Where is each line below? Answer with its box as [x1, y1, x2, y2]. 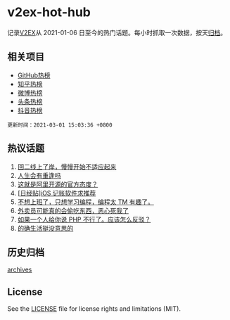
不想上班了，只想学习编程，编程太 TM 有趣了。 [17, 198, 155, 206]
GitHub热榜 [17, 71, 51, 79]
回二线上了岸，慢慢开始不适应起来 [17, 162, 117, 171]
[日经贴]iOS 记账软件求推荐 [17, 188, 96, 197]
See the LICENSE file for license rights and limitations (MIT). [7, 305, 181, 313]
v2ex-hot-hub [7, 4, 91, 20]
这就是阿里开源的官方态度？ [17, 180, 98, 188]
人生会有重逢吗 [17, 171, 61, 179]
